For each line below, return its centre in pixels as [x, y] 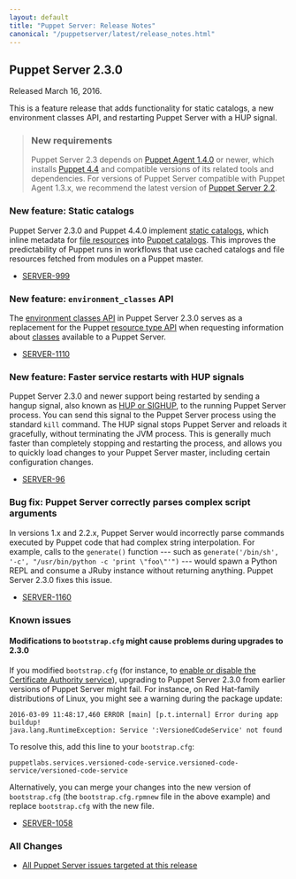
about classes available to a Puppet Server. [87, 337]
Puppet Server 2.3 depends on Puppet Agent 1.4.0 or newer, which [152, 159]
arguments [33, 513]
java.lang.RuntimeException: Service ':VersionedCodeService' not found [146, 730]
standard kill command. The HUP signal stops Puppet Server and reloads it [148, 424]
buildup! [25, 722]
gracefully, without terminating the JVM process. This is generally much [140, 434]
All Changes [36, 845]
